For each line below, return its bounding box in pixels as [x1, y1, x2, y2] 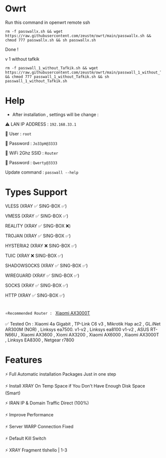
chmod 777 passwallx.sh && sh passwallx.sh [5, 38, 96, 43]
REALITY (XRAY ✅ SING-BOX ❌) [5, 223, 71, 229]
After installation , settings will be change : [12, 111, 99, 117]
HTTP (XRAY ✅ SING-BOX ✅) [5, 292, 65, 298]
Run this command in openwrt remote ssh [5, 19, 90, 25]
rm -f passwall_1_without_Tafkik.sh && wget [5, 65, 98, 70]
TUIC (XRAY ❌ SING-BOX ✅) [5, 253, 63, 259]
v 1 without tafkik [5, 56, 40, 62]
